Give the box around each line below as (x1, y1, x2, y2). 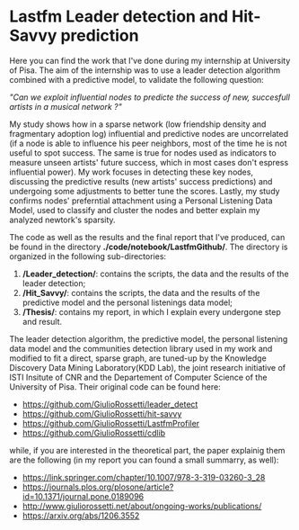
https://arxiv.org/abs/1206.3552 (22, 510, 140, 521)
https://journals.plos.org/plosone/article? (22, 481, 174, 492)
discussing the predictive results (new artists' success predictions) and (9, 175, 273, 186)
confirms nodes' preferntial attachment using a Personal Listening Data (9, 195, 273, 206)
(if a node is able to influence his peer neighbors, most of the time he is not (9, 138, 287, 148)
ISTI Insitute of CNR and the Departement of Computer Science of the (9, 372, 268, 382)
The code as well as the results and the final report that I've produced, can (9, 231, 286, 242)
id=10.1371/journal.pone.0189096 (22, 490, 145, 501)
